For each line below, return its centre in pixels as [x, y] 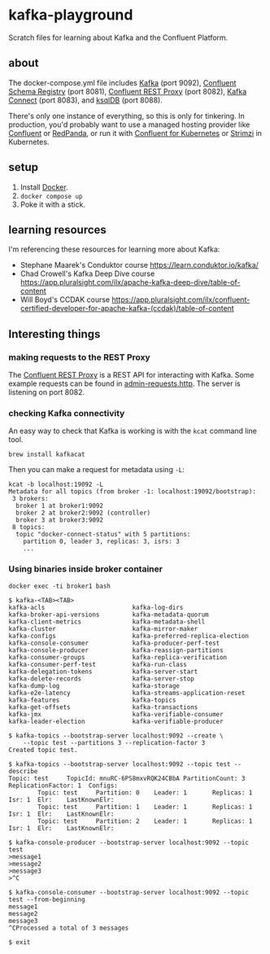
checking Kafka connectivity [67, 413]
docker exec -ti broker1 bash [60, 586]
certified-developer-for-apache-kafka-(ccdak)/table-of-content [127, 309]
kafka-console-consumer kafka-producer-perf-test [114, 643]
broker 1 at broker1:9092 [60, 506]
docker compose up [51, 196]
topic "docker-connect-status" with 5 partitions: [103, 535]
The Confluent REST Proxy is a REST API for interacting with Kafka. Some [131, 375]
